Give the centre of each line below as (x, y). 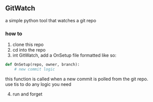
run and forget (27, 94)
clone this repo (28, 44)
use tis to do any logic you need (38, 84)
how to (14, 33)
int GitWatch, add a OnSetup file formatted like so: (64, 56)
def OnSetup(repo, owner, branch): (43, 65)
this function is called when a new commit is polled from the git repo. (77, 79)
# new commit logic (35, 69)
